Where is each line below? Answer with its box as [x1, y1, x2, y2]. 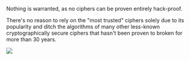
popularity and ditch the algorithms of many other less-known [6, 23, 160, 30]
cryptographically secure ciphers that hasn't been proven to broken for [6, 29, 183, 37]
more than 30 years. [6, 36, 57, 43]
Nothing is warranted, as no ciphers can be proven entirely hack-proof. [6, 5, 183, 12]
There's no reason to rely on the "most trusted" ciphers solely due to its [6, 17, 185, 23]
